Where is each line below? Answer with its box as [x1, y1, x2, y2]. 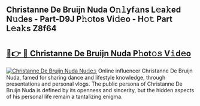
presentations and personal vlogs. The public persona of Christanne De [6, 80, 183, 87]
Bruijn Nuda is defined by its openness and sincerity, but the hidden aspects [6, 87, 195, 93]
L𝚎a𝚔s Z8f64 [6, 23, 57, 34]
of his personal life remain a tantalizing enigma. [6, 93, 123, 100]
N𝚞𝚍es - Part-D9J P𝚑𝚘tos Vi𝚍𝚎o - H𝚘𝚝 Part [6, 14, 172, 25]
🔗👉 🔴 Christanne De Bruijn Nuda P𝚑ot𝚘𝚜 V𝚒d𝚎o [6, 48, 192, 59]
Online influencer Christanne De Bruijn [98, 67, 193, 74]
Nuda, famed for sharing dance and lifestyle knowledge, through [6, 74, 166, 81]
